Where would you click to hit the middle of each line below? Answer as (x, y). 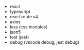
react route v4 (24, 17)
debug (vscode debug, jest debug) (44, 42)
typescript (20, 12)
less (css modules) (28, 27)
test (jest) (19, 37)
